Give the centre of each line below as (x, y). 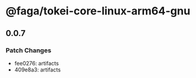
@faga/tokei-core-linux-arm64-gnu (98, 11)
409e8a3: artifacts (37, 70)
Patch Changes (29, 50)
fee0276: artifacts (36, 63)
